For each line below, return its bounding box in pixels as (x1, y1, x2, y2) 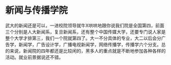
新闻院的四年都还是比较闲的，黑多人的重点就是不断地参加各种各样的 (22, 48, 166, 54)
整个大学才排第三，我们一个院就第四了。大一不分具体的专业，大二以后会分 (5, 35, 161, 41)
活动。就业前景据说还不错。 (5, 54, 64, 60)
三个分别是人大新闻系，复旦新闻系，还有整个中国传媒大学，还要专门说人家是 (5, 28, 166, 35)
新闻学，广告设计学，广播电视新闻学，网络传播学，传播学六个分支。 (18, 41, 161, 47)
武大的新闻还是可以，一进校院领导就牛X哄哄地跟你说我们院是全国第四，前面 (5, 22, 164, 28)
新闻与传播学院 (5, 5, 68, 16)
